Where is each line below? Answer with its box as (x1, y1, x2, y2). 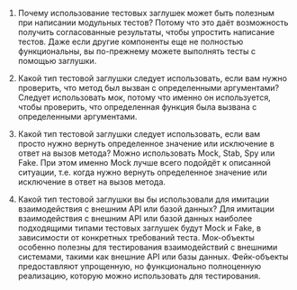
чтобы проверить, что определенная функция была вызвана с (17, 102, 257, 112)
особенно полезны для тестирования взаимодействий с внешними (17, 242, 278, 252)
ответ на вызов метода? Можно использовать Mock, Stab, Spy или (17, 148, 275, 159)
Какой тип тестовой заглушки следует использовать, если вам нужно (17, 73, 288, 84)
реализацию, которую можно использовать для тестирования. (17, 270, 261, 281)
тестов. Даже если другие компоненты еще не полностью (17, 36, 244, 47)
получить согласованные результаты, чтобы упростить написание (17, 27, 275, 37)
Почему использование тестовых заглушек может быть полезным (17, 8, 274, 18)
